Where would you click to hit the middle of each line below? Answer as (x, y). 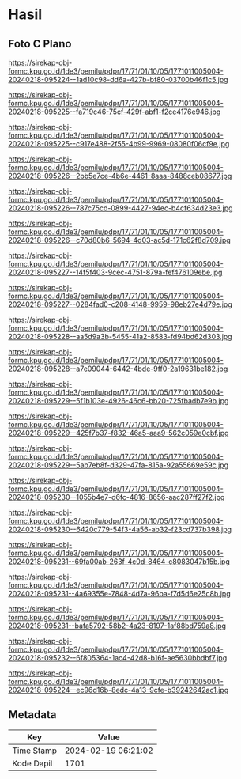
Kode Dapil (32, 763)
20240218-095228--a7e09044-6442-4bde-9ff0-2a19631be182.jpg (118, 369)
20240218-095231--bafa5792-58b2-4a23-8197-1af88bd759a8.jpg (117, 626)
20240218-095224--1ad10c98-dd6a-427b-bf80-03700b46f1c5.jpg (118, 79)
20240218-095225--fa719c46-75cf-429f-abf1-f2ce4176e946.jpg (115, 112)
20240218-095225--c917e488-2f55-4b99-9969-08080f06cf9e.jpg (119, 144)
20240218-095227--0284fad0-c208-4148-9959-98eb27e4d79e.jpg (120, 304)
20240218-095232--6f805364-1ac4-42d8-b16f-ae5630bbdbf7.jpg (118, 658)
